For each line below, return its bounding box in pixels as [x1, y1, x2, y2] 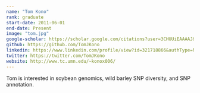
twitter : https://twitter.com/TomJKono [6, 53, 105, 59]
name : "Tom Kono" [6, 8, 49, 15]
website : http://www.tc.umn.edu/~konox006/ [6, 58, 116, 64]
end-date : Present [6, 25, 52, 31]
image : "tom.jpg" [6, 31, 49, 37]
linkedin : [6, 47, 31, 53]
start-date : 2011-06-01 [6, 20, 65, 25]
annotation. [6, 81, 34, 88]
